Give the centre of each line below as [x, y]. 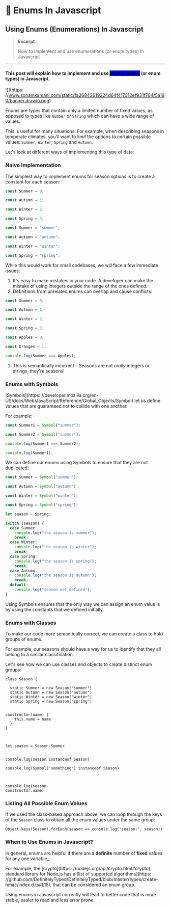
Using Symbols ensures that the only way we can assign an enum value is [83, 604]
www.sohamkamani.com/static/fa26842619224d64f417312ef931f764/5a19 [87, 95]
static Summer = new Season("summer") [51, 688]
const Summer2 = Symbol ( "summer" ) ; [43, 434]
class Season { [21, 679]
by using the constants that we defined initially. [55, 609]
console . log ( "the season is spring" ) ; [55, 561]
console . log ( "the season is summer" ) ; [55, 533]
